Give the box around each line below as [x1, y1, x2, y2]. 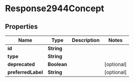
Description [72, 37, 100, 43]
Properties [5, 22, 38, 31]
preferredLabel [7, 69, 43, 76]
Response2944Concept [5, 3, 105, 14]
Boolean [47, 61, 67, 67]
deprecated [7, 61, 35, 67]
